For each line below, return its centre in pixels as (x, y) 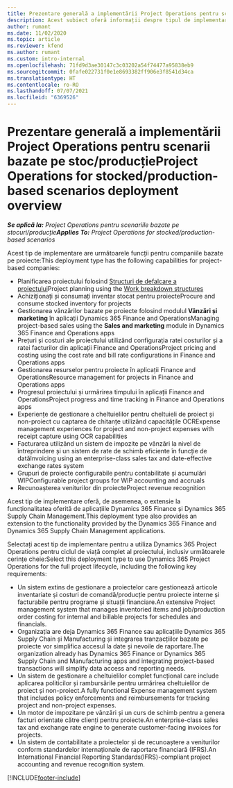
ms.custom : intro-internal (46, 59)
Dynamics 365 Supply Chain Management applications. (86, 530)
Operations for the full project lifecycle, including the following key (102, 566)
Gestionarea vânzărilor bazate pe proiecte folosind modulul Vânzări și (117, 310)
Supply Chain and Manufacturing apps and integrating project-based (116, 661)
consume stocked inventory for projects (74, 303)
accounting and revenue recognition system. (81, 764)
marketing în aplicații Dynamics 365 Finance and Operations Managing (118, 318)
